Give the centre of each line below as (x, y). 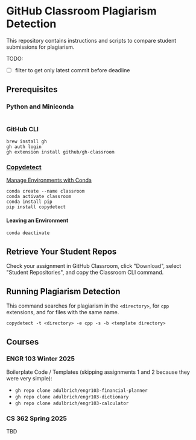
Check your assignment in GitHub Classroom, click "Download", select (94, 266)
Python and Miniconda (40, 107)
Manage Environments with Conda (49, 180)
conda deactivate (28, 233)
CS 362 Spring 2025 (37, 418)
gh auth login (24, 147)
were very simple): (29, 378)
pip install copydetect (36, 207)
